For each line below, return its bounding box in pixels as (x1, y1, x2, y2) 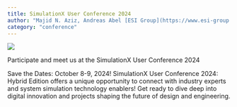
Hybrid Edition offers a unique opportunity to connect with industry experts (7, 77, 226, 85)
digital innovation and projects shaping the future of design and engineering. (7, 92, 231, 101)
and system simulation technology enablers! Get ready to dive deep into (7, 84, 217, 93)
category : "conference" (7, 23, 78, 30)
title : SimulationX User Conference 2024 (7, 10, 132, 18)
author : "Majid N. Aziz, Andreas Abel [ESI (7, 17, 138, 24)
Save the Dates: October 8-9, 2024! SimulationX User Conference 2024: (7, 70, 219, 78)
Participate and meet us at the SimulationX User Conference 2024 (7, 56, 200, 64)
